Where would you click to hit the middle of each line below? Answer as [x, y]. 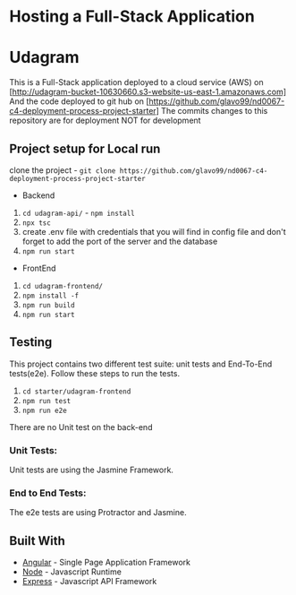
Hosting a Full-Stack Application [132, 17]
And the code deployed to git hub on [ [79, 101]
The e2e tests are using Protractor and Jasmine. [98, 513]
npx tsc [36, 223]
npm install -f [51, 296]
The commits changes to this [214, 111]
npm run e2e [44, 410]
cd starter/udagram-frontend [76, 392]
